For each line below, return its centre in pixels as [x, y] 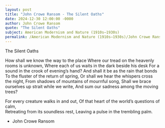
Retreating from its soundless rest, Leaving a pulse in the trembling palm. [79, 111]
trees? [12, 92]
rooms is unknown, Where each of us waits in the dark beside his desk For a [82, 65]
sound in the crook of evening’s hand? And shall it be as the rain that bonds [81, 71]
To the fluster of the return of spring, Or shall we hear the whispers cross [79, 76]
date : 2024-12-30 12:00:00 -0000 [39, 19]
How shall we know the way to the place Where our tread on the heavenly [80, 60]
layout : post [18, 10]
